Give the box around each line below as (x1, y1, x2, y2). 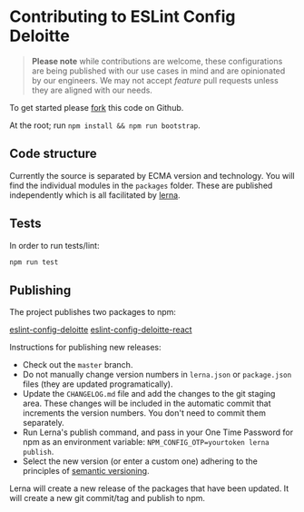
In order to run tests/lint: (9, 240, 100, 251)
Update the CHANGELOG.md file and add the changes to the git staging (22, 389, 276, 399)
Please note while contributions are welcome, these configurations (31, 55, 283, 66)
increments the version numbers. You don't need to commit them (22, 408, 266, 418)
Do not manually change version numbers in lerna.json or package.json (22, 369, 292, 380)
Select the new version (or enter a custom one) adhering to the (22, 456, 259, 467)
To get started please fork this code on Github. (9, 102, 184, 113)
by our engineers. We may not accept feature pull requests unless (31, 74, 279, 85)
